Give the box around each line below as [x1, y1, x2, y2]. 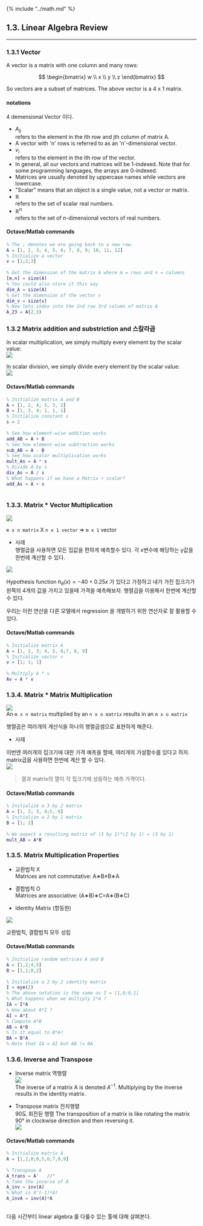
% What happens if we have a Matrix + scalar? [6, 475, 126, 481]
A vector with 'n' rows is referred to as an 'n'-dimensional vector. [14, 139, 177, 147]
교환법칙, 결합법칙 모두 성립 [6, 928, 71, 936]
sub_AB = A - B [6, 447, 45, 454]
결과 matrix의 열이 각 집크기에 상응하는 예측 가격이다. [21, 775, 147, 783]
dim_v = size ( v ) [6, 298, 47, 304]
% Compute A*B [6, 1018, 42, 1024]
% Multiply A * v [6, 671, 50, 677]
